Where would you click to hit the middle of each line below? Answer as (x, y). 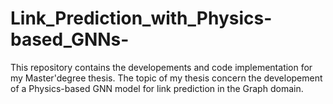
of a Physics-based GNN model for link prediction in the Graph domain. (157, 88)
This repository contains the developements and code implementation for (161, 67)
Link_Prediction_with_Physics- (141, 18)
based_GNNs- (70, 39)
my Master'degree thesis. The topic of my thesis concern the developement (166, 78)
